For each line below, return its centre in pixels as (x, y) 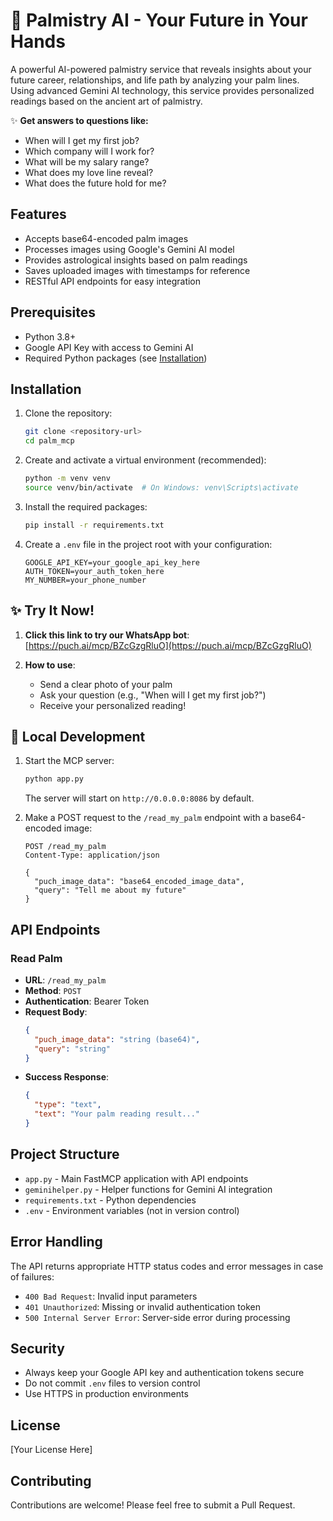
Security (37, 1348)
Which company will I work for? (89, 151)
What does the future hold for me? (95, 183)
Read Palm (36, 958)
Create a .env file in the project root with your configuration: (148, 544)
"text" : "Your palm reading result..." (117, 1114)
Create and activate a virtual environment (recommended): (145, 460)
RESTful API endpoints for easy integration (113, 281)
